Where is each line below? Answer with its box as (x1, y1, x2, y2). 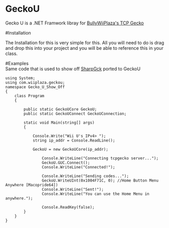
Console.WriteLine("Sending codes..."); (41, 174, 129, 179)
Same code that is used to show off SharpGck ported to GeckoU (5, 66, 141, 72)
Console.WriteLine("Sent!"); (41, 187, 104, 192)
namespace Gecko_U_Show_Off (5, 84, 65, 90)
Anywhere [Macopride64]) (5, 182, 58, 187)
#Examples (5, 60, 29, 66)
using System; (5, 75, 36, 80)
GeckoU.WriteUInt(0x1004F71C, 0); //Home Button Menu (41, 178, 159, 183)
